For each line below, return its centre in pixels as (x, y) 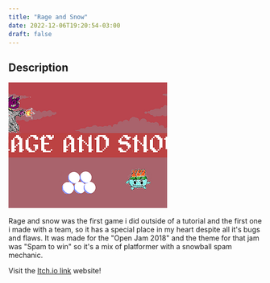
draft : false (30, 34)
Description (38, 67)
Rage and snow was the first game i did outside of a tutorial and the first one (135, 221)
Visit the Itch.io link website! (55, 271)
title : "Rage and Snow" (48, 17)
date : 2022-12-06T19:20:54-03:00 (64, 25)
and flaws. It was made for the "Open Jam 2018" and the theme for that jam (134, 238)
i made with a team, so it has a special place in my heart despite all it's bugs (134, 230)
